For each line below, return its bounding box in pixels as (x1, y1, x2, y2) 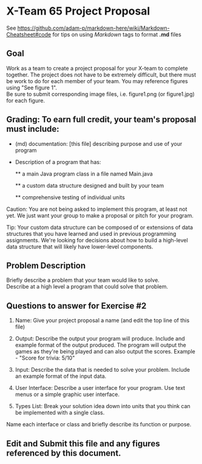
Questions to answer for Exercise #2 (6, 301, 147, 311)
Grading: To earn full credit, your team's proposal (6, 114, 197, 125)
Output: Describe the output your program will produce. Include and (15, 335, 185, 343)
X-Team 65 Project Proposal (6, 4, 150, 18)
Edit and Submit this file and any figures (6, 438, 160, 449)
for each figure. (6, 97, 45, 104)
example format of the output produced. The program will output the (15, 341, 186, 349)
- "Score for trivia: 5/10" (15, 354, 75, 362)
